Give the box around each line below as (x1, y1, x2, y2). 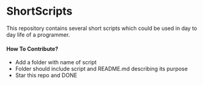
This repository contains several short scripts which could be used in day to (6, 24, 197, 32)
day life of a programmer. (6, 31, 70, 38)
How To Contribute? (6, 45, 59, 53)
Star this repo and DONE (15, 72, 78, 79)
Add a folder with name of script (15, 59, 97, 66)
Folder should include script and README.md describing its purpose (15, 65, 188, 73)
